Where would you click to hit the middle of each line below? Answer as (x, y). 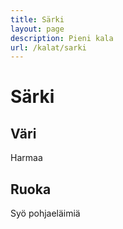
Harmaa (26, 158)
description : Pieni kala (62, 38)
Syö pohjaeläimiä (45, 213)
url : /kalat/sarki (48, 47)
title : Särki (37, 19)
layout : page (37, 29)
